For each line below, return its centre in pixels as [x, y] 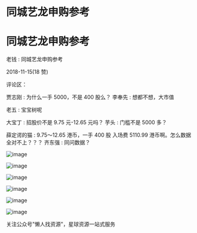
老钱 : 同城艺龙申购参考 [35, 59]
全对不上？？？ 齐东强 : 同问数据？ [48, 143]
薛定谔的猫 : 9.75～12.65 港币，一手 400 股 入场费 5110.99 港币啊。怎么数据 [99, 135]
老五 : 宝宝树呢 [24, 110]
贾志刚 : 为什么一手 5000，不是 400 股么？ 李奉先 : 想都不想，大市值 [90, 97]
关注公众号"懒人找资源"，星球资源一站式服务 [61, 224]
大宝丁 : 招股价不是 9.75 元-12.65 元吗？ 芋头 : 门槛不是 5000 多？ [87, 122]
